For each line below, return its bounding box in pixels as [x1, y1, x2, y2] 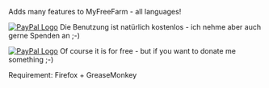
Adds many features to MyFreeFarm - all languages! [8, 7, 182, 16]
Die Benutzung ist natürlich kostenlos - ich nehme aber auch [59, 22, 261, 31]
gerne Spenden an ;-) [8, 31, 81, 40]
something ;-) [8, 55, 54, 64]
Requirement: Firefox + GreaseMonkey [8, 70, 137, 79]
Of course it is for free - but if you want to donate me [59, 46, 237, 55]
